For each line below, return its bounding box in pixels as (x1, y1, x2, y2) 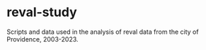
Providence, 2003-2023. (6, 35, 79, 43)
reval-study (6, 4, 77, 20)
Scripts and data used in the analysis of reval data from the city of (6, 27, 199, 36)
